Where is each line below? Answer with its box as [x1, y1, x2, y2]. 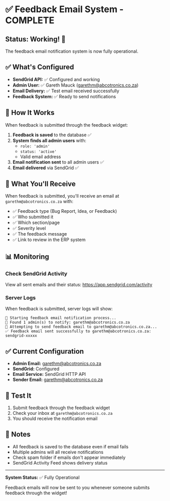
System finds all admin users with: [12, 137, 87, 143]
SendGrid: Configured [12, 366, 60, 372]
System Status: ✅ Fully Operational [5, 474, 80, 480]
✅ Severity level [12, 225, 47, 232]
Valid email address [20, 153, 61, 160]
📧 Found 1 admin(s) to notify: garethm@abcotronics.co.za [5, 320, 130, 325]
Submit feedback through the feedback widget [12, 405, 110, 411]
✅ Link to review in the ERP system [12, 237, 86, 243]
